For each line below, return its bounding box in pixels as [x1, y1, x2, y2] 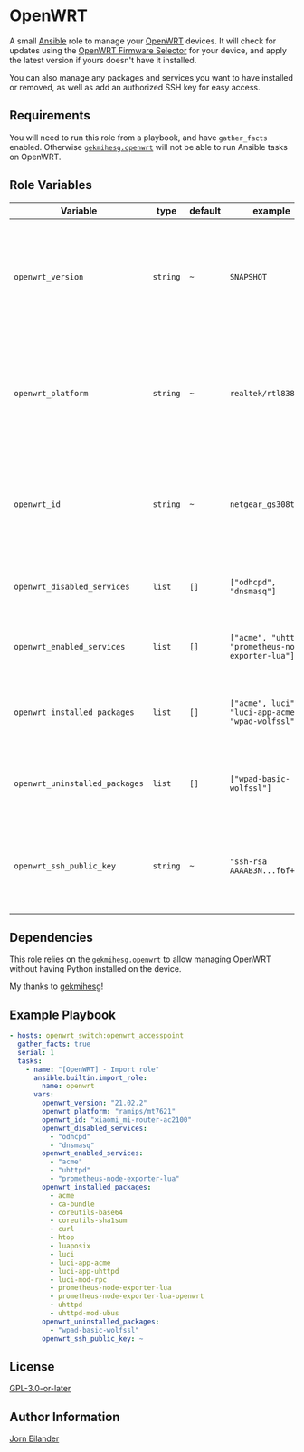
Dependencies [9, 929, 93, 945]
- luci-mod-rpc [49, 1275, 107, 1285]
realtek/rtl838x [229, 388, 300, 398]
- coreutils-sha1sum [49, 1216, 128, 1226]
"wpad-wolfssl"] [229, 716, 300, 726]
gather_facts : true [17, 1039, 91, 1049]
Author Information [9, 1409, 120, 1425]
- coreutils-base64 [49, 1208, 124, 1217]
